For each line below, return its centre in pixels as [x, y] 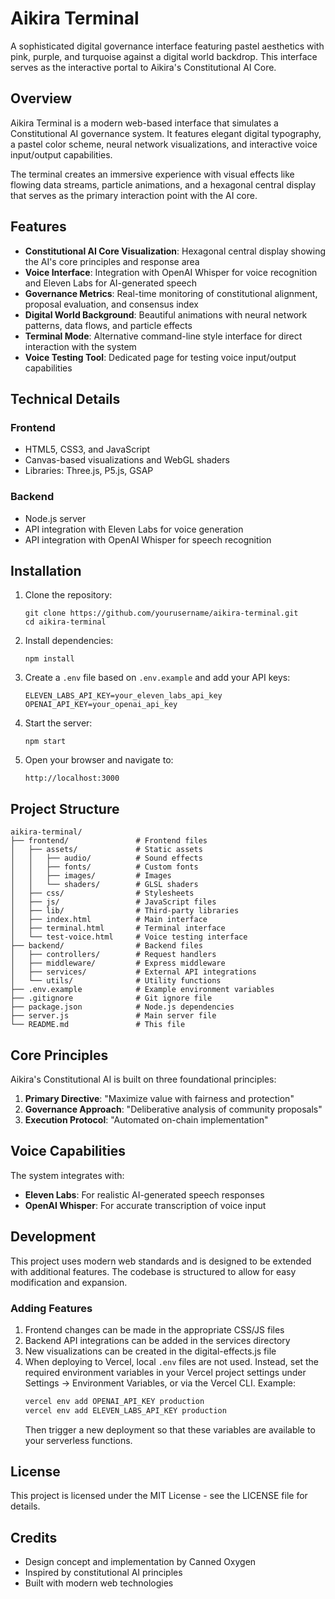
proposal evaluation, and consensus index [111, 304]
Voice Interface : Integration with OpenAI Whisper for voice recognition [171, 272]
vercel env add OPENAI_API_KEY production [114, 1401]
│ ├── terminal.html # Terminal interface [118, 928]
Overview [41, 98]
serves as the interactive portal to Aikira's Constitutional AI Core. [143, 67]
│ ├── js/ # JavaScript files [113, 902]
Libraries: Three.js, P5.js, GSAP [89, 471]
